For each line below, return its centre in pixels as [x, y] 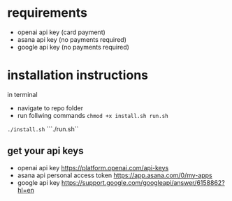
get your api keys [45, 151]
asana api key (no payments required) [72, 39]
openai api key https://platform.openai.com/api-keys [93, 167]
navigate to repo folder [50, 108]
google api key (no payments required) [73, 47]
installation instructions [78, 75]
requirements [47, 13]
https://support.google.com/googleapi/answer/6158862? [143, 182]
